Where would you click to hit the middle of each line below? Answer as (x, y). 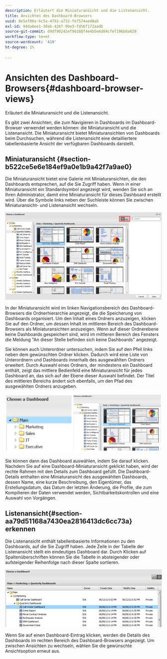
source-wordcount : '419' (31, 42)
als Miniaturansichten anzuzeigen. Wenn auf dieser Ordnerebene (92, 329)
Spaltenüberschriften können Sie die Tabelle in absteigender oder (72, 557)
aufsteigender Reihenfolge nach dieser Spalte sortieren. (62, 562)
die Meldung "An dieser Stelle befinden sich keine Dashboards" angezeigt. (82, 340)
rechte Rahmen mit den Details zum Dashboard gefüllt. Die (65, 471)
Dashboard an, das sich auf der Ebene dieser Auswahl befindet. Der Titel (80, 376)
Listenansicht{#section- (44, 513)
